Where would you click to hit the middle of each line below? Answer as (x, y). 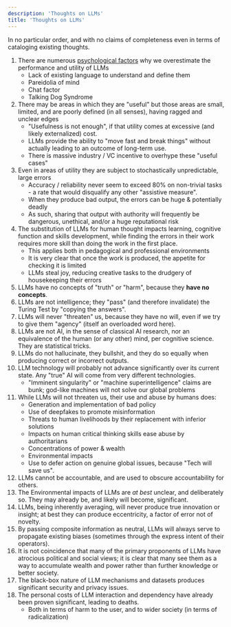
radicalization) (48, 617)
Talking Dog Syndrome (60, 96)
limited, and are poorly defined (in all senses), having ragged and (110, 112)
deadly (38, 207)
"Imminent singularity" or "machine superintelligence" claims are (120, 382)
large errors (34, 177)
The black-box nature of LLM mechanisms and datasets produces (111, 580)
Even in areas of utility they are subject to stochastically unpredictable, (118, 170)
